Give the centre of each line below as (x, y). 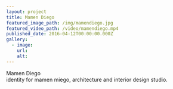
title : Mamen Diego (30, 17)
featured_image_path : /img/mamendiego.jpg (60, 23)
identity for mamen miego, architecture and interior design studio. (87, 79)
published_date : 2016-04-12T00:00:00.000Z (60, 34)
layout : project (26, 12)
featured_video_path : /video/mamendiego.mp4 (62, 28)
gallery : (17, 39)
